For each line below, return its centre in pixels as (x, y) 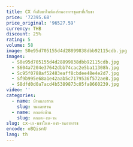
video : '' (19, 90)
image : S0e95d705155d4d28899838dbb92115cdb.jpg (67, 51)
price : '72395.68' (29, 17)
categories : (21, 95)
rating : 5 (19, 40)
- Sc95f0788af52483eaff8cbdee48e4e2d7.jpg (65, 73)
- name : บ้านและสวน (33, 101)
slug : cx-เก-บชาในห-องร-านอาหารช (43, 124)
